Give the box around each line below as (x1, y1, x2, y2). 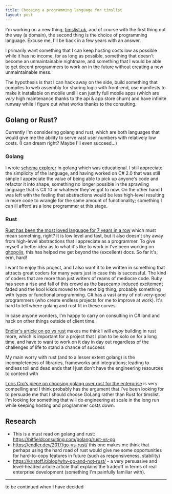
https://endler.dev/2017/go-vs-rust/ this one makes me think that (12, 442, 149, 448)
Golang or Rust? (5, 115, 58, 124)
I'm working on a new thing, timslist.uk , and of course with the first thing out (5, 26, 166, 32)
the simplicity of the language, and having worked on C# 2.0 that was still (5, 170, 160, 176)
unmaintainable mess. (5, 69, 52, 75)
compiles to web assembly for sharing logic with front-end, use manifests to (5, 84, 166, 90)
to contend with (5, 370, 38, 377)
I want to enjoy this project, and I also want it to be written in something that (5, 264, 165, 270)
